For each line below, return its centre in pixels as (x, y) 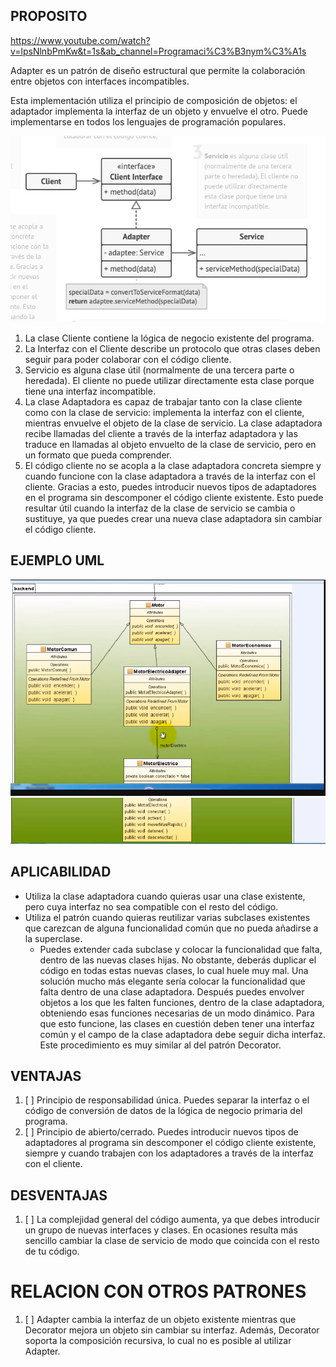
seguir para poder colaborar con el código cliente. (128, 360)
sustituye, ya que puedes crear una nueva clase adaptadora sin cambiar (173, 519)
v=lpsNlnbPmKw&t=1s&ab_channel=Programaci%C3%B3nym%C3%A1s (158, 51)
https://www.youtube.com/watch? (80, 40)
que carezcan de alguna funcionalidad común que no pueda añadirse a (171, 928)
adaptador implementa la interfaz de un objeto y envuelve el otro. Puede (159, 111)
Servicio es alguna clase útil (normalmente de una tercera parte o (159, 370)
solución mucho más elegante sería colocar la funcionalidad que (172, 981)
